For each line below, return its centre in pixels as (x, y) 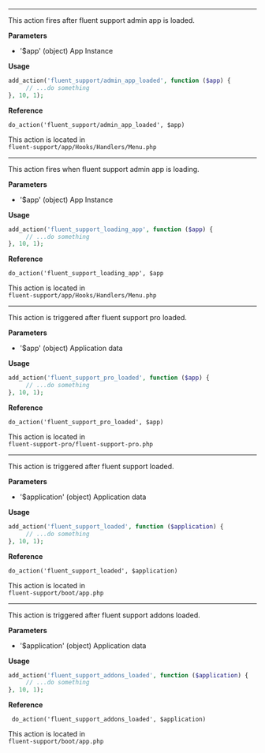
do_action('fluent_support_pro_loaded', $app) (86, 422)
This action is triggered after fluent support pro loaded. (98, 318)
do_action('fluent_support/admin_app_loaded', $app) (97, 125)
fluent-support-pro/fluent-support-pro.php (81, 444)
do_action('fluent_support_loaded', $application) (93, 571)
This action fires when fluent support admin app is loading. (104, 169)
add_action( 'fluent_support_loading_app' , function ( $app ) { (111, 229)
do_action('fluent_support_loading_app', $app (86, 274)
